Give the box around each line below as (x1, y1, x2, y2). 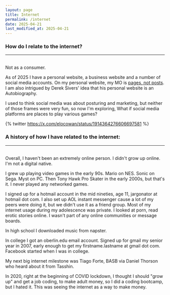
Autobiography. (5, 91, 37, 97)
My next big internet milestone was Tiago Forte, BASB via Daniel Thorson (5, 258, 158, 264)
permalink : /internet (5, 17, 51, 22)
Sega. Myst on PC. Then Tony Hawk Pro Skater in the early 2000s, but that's (5, 176, 165, 182)
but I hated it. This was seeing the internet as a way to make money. (5, 284, 147, 290)
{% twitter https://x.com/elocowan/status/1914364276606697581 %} (5, 121, 149, 127)
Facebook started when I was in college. (5, 248, 90, 254)
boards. (5, 218, 21, 224)
